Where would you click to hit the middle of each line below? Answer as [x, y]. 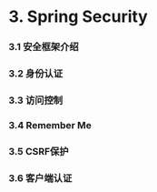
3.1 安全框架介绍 [44, 47]
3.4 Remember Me [50, 125]
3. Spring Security [78, 17]
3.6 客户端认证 [40, 177]
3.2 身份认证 [36, 74]
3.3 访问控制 [36, 100]
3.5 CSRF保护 [39, 151]
